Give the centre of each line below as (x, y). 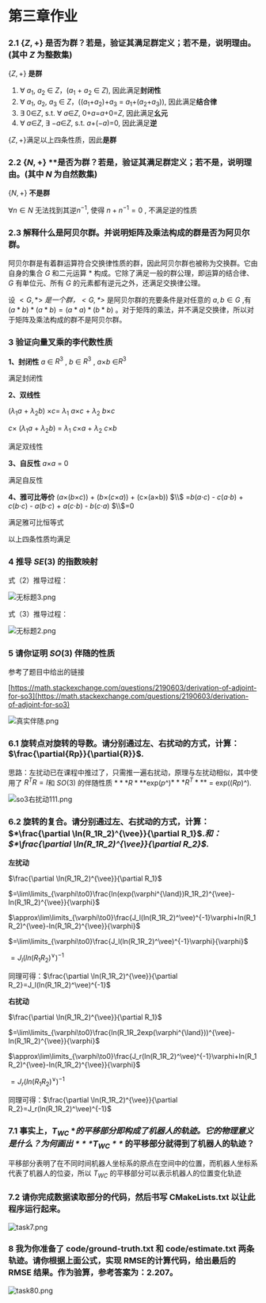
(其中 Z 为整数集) (40, 55)
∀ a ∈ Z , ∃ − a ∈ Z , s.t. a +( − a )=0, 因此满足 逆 (88, 123)
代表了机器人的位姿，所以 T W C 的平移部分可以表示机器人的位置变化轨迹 (125, 1174)
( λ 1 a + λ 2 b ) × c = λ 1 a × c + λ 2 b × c (62, 412)
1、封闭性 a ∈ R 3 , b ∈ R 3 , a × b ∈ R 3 (67, 361)
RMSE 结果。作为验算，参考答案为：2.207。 (93, 1273)
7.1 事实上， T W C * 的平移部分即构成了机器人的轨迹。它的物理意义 (131, 1131)
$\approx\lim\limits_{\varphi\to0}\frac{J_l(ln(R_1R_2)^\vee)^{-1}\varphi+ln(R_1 (132, 917)
